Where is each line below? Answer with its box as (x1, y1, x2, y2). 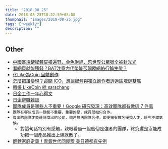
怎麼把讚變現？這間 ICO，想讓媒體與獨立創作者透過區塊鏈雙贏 (12, 78, 141, 84)
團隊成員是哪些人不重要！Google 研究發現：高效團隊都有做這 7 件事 (12, 103, 153, 109)
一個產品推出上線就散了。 (29, 132, 82, 138)
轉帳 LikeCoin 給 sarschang (12, 84, 70, 90)
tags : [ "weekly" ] (5, 21, 42, 27)
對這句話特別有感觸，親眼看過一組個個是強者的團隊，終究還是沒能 (20, 125, 157, 131)
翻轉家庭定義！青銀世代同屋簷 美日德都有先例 (12, 138, 107, 144)
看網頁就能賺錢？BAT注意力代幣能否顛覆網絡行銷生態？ (12, 65, 128, 71)
